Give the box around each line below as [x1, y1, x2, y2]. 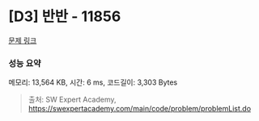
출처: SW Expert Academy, [28, 94, 117, 105]
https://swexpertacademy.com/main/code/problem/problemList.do [28, 104, 252, 114]
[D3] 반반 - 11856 [8, 7, 121, 26]
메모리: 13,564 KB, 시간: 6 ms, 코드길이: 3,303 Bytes [8, 77, 178, 87]
